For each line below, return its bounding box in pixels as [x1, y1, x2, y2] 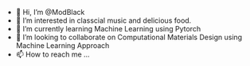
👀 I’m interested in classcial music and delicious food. [15, 16, 192, 25]
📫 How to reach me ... [15, 49, 90, 59]
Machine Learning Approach [15, 41, 110, 50]
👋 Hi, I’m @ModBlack [15, 8, 85, 16]
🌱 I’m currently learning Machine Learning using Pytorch [15, 24, 201, 33]
